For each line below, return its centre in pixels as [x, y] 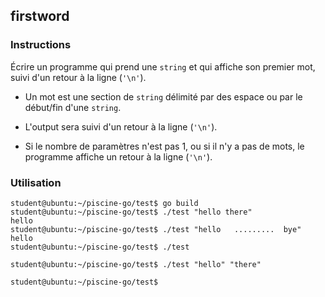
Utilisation [36, 182]
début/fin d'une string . [73, 107]
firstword [40, 16]
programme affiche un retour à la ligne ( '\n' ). [118, 156]
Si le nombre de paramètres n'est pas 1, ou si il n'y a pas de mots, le [164, 146]
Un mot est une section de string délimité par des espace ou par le [163, 96]
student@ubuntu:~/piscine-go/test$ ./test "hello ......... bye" [156, 229]
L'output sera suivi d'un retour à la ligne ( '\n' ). [121, 126]
